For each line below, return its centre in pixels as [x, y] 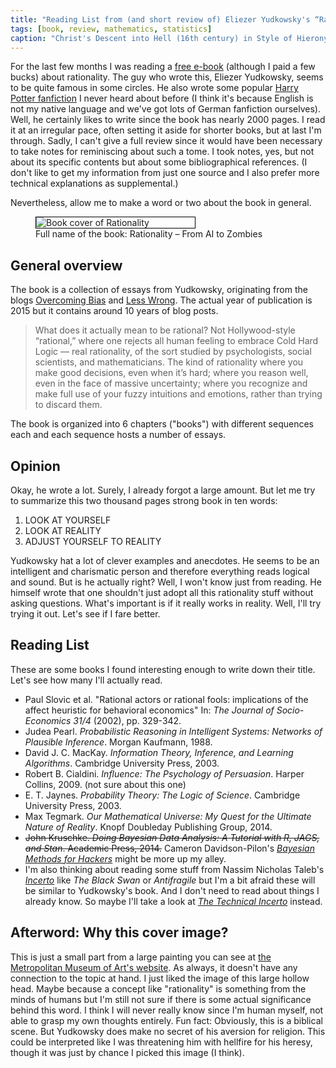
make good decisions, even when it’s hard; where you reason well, [171, 373]
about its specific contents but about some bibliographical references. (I [159, 162]
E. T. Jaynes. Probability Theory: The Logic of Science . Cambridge [162, 795]
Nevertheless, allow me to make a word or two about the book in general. [161, 203]
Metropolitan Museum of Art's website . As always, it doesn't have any [154, 967]
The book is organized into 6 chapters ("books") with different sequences [162, 424]
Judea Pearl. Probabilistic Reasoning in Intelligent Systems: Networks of [173, 731]
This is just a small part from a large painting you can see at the [141, 957]
